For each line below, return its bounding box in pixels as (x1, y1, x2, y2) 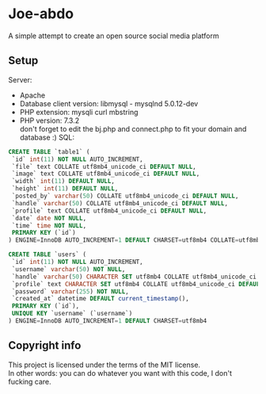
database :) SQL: (19, 132, 75, 142)
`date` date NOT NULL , (11, 214, 87, 222)
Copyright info (8, 339, 82, 353)
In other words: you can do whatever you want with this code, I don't (8, 368, 232, 377)
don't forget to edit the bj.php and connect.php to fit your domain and (19, 124, 247, 133)
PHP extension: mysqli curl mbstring (19, 107, 139, 117)
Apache (19, 90, 46, 100)
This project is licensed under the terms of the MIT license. (8, 360, 200, 369)
